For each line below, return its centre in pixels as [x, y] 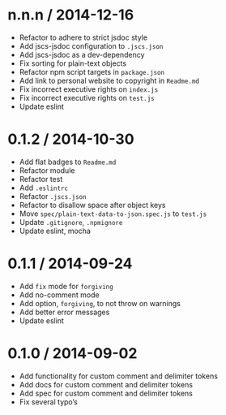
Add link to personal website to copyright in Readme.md [109, 80]
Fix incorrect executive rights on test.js [87, 97]
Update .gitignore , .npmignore [71, 222]
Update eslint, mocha [55, 231]
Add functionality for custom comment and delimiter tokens [118, 376]
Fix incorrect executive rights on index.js [89, 89]
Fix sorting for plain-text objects [73, 63]
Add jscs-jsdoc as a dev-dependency [82, 54]
